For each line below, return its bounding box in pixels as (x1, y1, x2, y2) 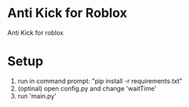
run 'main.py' (17, 91, 57, 100)
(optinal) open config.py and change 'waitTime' (17, 84, 157, 93)
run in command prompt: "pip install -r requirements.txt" (17, 77, 183, 85)
